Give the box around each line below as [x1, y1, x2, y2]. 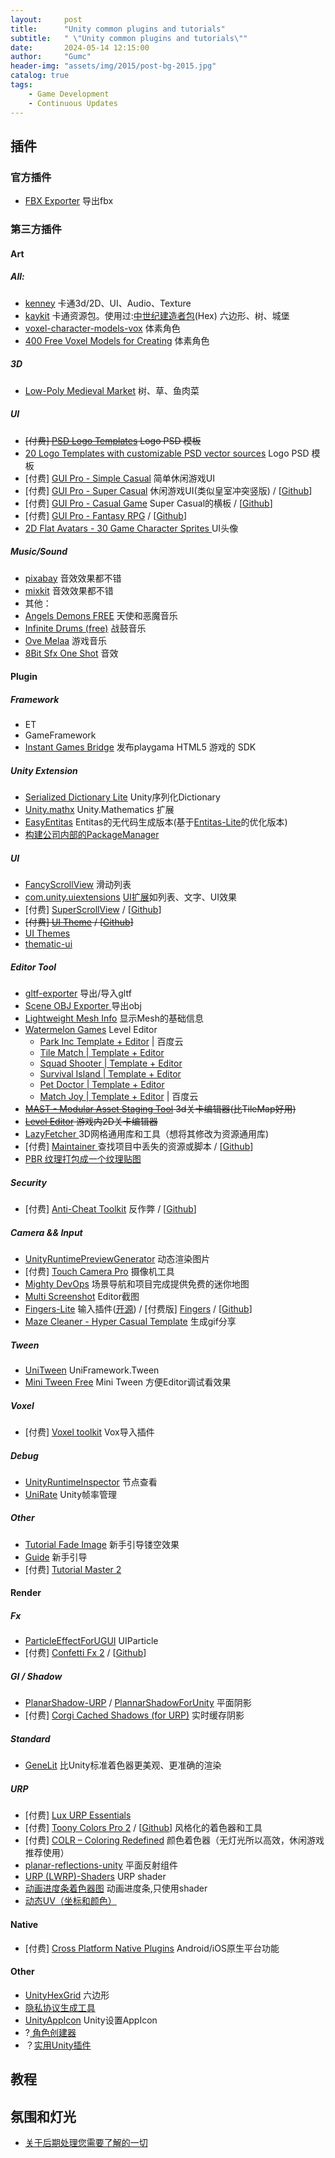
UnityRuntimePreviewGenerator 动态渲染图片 [24, 1252, 211, 1265]
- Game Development [28, 89, 110, 99]
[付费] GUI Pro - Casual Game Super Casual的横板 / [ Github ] [24, 497, 273, 509]
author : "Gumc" [10, 52, 92, 62]
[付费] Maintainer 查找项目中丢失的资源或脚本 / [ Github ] [24, 1141, 254, 1153]
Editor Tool [10, 961, 57, 973]
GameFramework [24, 729, 97, 741]
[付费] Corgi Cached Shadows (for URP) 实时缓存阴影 [24, 1709, 245, 1721]
